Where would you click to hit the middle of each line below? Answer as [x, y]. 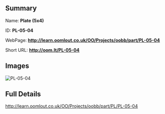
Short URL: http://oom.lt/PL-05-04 [42, 50]
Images [17, 66]
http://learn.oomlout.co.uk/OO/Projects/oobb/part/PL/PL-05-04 [72, 106]
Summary [21, 8]
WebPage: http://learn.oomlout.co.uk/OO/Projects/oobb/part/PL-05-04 [82, 40]
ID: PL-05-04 [20, 30]
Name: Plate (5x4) [25, 20]
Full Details [23, 94]
